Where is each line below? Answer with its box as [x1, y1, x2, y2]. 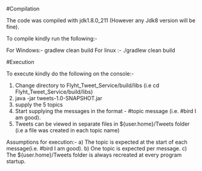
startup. [6, 158, 26, 165]
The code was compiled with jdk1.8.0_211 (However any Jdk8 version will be [6, 17, 195, 24]
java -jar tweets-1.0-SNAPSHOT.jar [15, 95, 103, 102]
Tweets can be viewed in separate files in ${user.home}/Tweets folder [15, 120, 190, 127]
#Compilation [6, 5, 40, 12]
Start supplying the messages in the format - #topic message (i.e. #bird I [15, 108, 197, 114]
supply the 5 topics [15, 101, 64, 108]
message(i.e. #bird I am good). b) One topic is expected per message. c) [6, 145, 187, 152]
